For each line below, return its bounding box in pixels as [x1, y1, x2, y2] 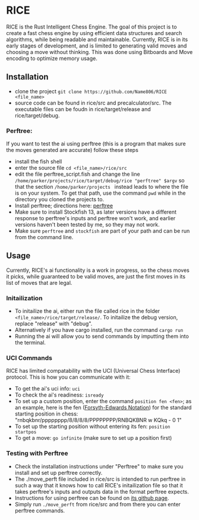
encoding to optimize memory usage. [6, 55, 98, 62]
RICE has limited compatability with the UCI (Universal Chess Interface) [6, 367, 181, 375]
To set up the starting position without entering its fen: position [14, 423, 170, 430]
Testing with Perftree [6, 449, 68, 458]
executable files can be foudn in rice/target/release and [14, 105, 151, 113]
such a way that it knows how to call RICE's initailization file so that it [14, 481, 183, 489]
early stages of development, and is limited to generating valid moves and [6, 42, 187, 49]
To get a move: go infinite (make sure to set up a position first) [14, 435, 172, 442]
